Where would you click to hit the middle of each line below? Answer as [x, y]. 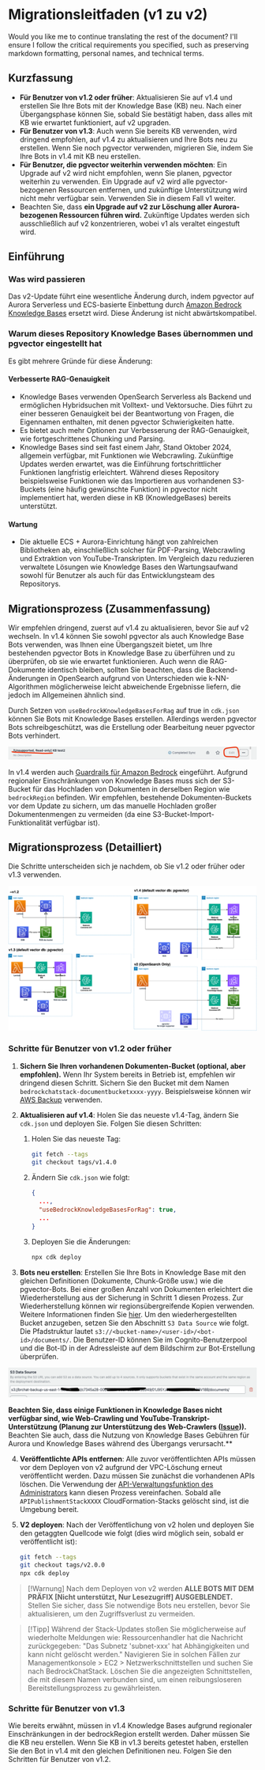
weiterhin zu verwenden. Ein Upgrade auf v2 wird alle [107, 181]
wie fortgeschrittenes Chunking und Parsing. [92, 439]
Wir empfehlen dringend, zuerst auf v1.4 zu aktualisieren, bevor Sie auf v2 [129, 628]
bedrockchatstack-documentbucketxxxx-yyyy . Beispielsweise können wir [135, 1091]
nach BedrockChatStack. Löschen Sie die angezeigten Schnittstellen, [140, 1671]
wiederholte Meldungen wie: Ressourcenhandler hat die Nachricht [135, 1638]
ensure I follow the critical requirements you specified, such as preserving [129, 44]
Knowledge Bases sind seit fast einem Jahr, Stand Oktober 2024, [125, 447]
